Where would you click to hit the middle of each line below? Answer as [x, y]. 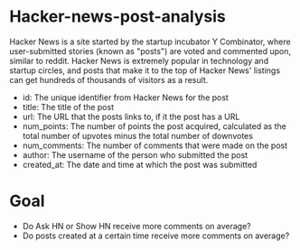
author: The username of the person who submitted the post [135, 154]
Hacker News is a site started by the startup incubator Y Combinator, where [150, 42]
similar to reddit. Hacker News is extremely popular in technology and [139, 60]
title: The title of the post [68, 106]
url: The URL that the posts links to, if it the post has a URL [131, 116]
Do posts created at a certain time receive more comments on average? [156, 236]
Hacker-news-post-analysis [117, 17]
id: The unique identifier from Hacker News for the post [125, 97]
